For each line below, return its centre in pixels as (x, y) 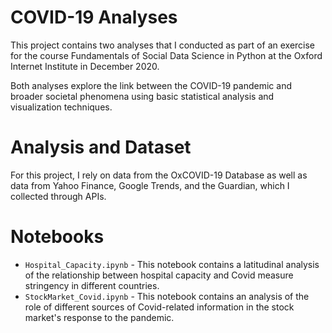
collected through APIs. (58, 196)
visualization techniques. (61, 107)
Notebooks (57, 237)
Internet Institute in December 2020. (85, 66)
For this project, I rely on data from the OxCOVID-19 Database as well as (159, 175)
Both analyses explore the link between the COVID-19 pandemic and (151, 85)
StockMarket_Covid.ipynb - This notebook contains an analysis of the (167, 296)
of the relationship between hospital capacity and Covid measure (159, 275)
